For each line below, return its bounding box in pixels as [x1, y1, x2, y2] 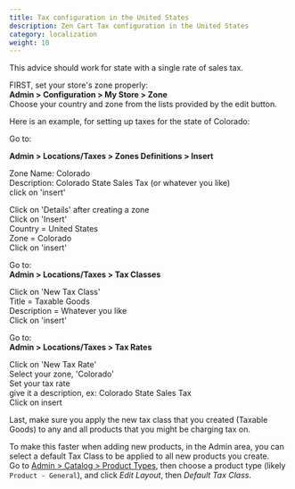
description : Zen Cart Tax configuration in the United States [9, 21, 250, 30]
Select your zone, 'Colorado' [9, 368, 114, 380]
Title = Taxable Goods [9, 296, 91, 307]
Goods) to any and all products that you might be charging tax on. [9, 424, 251, 434]
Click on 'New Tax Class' [9, 287, 101, 298]
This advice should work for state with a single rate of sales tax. [9, 63, 243, 73]
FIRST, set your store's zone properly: [9, 80, 149, 90]
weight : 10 [9, 38, 50, 47]
